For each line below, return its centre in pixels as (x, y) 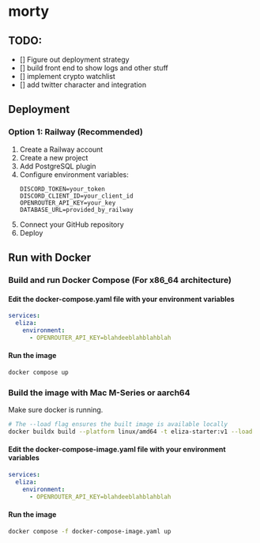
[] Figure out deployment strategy (74, 59)
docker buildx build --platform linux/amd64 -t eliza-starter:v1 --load (130, 432)
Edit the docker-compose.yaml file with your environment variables (121, 299)
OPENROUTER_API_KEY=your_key (68, 203)
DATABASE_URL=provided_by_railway (76, 209)
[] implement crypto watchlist (68, 76)
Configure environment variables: (74, 174)
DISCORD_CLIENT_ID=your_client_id (76, 196)
